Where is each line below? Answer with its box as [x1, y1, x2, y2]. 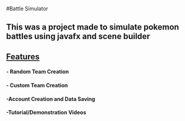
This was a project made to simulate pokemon [6, 22, 180, 32]
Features [6, 52, 40, 62]
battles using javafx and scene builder [6, 31, 150, 42]
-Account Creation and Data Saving [6, 95, 95, 103]
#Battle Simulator [6, 5, 49, 12]
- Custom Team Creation [6, 81, 68, 88]
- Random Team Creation [6, 68, 69, 75]
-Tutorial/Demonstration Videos [6, 109, 87, 116]
